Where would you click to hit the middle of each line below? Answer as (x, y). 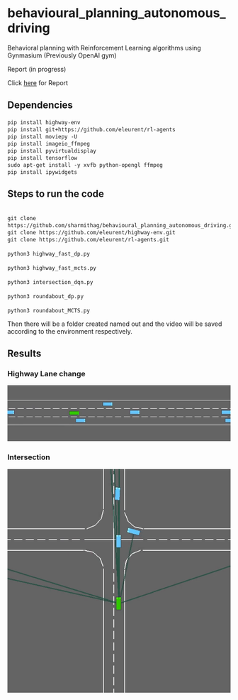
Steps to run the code (56, 194)
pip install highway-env (44, 122)
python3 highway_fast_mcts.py (52, 268)
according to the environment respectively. (70, 331)
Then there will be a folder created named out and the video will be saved (115, 324)
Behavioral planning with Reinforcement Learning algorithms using (104, 48)
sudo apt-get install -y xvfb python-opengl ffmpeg (85, 165)
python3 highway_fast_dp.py (49, 253)
